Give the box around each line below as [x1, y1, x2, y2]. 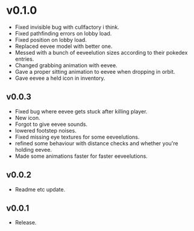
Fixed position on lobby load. [14, 36, 87, 43]
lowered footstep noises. [14, 127, 77, 134]
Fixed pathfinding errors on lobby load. [14, 29, 112, 37]
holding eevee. [14, 146, 52, 153]
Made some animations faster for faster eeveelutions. [14, 152, 148, 160]
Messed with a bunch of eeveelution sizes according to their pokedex [14, 49, 188, 56]
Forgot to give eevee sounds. [14, 121, 88, 128]
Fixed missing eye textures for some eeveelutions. [14, 133, 140, 140]
